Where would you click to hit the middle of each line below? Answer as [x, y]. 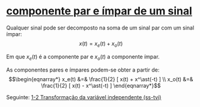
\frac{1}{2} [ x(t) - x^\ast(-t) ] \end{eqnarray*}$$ [101, 85]
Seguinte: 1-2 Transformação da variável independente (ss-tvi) [84, 97]
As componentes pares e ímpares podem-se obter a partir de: [83, 70]
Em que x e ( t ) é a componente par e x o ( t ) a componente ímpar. [83, 57]
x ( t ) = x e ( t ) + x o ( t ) [101, 44]
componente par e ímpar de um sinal [99, 11]
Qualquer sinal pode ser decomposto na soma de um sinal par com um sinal [100, 28]
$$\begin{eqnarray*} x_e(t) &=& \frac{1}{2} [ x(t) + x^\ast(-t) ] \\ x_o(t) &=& [101, 79]
